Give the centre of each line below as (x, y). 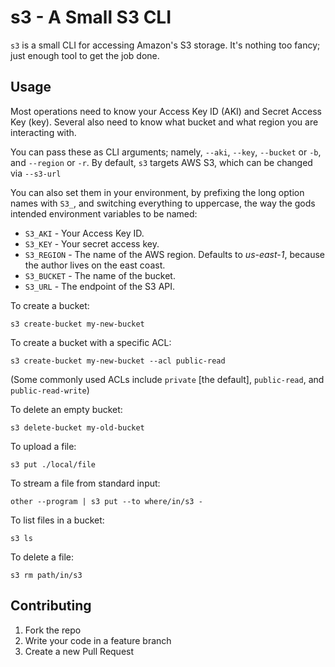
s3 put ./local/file (53, 464)
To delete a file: (42, 557)
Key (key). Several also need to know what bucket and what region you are (164, 122)
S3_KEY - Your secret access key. (92, 243)
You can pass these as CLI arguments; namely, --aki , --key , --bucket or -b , (166, 152)
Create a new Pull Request (79, 651)
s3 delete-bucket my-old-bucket (77, 427)
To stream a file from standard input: (85, 483)
